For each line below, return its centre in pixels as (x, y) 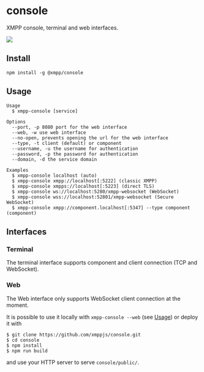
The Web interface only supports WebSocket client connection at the (93, 298)
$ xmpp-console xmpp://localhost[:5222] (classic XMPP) (85, 181)
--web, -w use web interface (49, 133)
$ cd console (23, 340)
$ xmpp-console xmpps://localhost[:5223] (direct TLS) (83, 186)
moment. (17, 305)
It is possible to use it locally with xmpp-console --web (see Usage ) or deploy (102, 317)
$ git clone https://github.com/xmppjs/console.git (74, 335)
